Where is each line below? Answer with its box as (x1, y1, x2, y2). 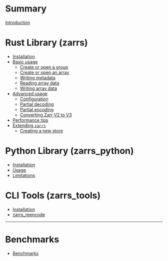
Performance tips (12, 117, 48, 123)
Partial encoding (19, 106, 54, 112)
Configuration (19, 96, 48, 102)
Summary (5, 3, 46, 14)
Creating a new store (19, 128, 63, 134)
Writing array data (19, 85, 57, 91)
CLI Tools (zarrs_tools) (5, 190, 101, 201)
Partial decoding (19, 101, 54, 107)
